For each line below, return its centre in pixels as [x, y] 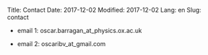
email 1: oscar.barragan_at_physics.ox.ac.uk [80, 31]
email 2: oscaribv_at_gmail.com [61, 44]
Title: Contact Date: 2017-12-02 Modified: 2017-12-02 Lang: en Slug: [104, 10]
